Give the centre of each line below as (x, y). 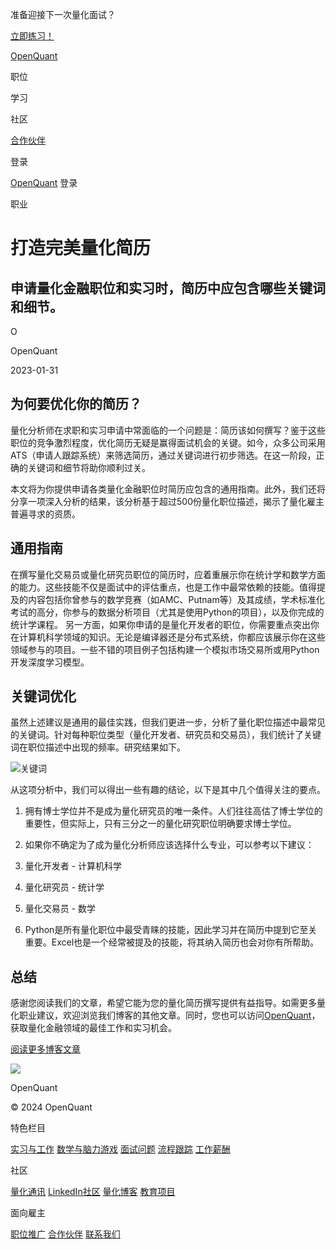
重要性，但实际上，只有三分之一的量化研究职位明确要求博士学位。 (160, 824)
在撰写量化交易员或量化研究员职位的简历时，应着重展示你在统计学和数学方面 (168, 574)
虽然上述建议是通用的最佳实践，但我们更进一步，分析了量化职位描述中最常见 (168, 722)
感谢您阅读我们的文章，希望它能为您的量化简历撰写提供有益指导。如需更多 (163, 1003)
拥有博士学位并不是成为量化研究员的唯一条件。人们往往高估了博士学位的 (173, 811)
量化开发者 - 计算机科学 (73, 866)
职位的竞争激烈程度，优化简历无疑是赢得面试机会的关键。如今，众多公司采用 (168, 442)
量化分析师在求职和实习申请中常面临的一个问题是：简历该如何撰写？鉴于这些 (168, 430)
